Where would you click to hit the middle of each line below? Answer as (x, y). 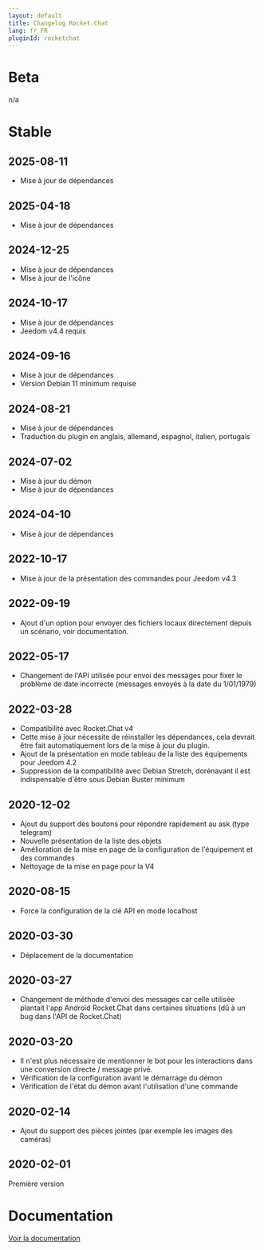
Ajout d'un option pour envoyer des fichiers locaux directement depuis (136, 623)
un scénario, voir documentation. (74, 631)
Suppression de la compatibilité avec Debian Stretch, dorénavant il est (135, 771)
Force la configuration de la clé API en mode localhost (108, 911)
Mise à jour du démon (55, 481)
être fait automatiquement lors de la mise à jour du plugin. (114, 745)
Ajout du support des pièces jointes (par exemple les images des (126, 1131)
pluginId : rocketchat (44, 38)
